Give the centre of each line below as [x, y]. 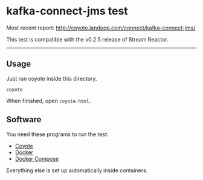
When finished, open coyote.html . [49, 101]
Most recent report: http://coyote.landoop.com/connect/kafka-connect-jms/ [101, 28]
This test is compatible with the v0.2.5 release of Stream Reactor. [88, 39]
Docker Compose [37, 158]
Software [24, 119]
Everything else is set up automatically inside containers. [77, 170]
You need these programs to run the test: [57, 134]
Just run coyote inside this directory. [52, 78]
